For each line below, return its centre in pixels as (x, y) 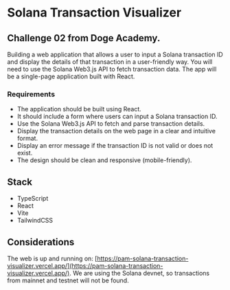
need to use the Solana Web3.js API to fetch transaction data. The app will (112, 69)
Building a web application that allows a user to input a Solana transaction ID (115, 54)
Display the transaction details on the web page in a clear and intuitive (116, 131)
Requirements (31, 94)
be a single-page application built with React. (71, 76)
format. (27, 138)
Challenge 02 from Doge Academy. (84, 38)
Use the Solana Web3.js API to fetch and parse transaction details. (111, 124)
